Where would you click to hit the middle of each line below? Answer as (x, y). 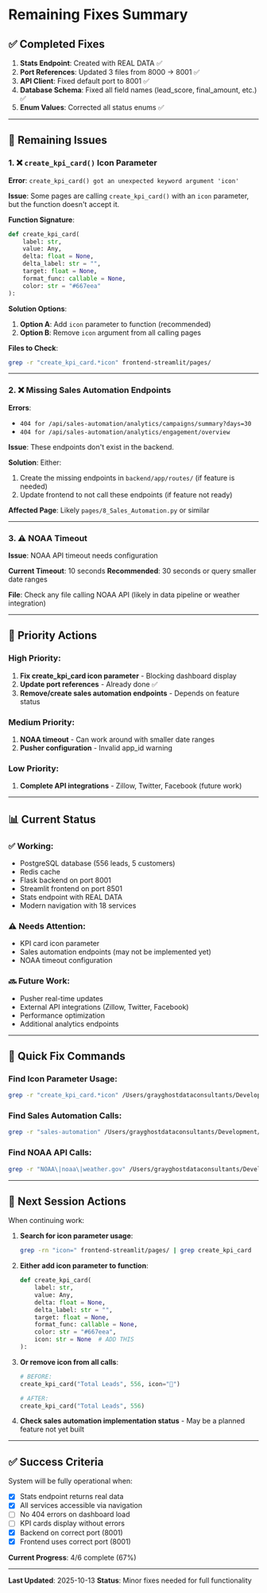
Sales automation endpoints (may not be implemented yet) (116, 952)
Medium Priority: (42, 722)
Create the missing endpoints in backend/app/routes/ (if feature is (127, 477)
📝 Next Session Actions (68, 1201)
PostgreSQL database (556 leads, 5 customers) (97, 863)
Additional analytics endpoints (69, 1023)
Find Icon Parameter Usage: (63, 1078)
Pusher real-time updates (61, 998)
